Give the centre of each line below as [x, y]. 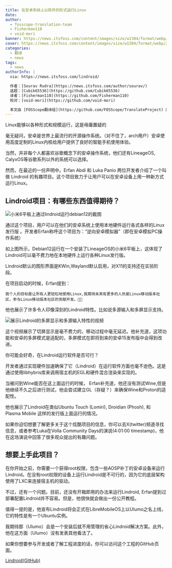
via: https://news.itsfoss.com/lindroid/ [55, 77]
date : [11, 15]
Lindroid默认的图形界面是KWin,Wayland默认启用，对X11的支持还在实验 [80, 266]
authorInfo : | [20, 72]
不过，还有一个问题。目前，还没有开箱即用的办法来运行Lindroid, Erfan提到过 [86, 492]
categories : [18, 48]
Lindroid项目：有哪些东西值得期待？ [62, 201]
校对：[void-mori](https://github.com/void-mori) [63, 100]
